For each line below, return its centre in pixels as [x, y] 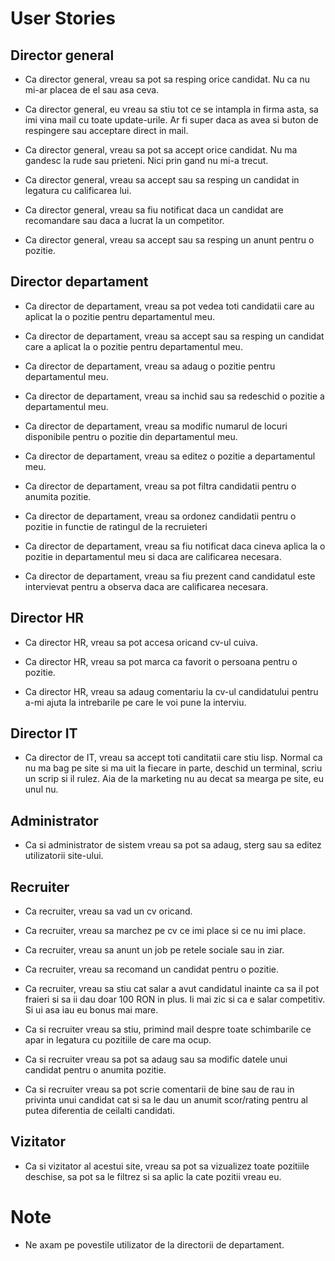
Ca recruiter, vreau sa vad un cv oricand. [108, 911]
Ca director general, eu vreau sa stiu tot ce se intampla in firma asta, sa [171, 109]
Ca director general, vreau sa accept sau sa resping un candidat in [162, 180]
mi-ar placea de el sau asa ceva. [92, 90]
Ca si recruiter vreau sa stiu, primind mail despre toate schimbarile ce [168, 1029]
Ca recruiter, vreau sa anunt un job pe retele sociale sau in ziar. [154, 950]
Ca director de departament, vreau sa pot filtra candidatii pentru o [160, 486]
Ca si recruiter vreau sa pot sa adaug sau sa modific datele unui [156, 1059]
